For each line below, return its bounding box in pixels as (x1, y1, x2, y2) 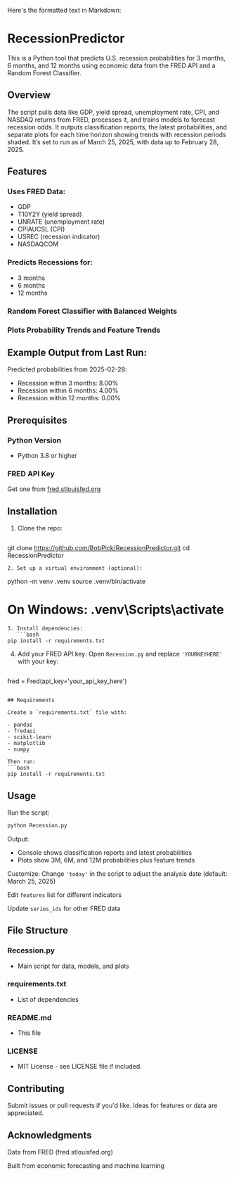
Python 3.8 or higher (17, 452, 77, 460)
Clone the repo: (17, 524, 63, 533)
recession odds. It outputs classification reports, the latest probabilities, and (7, 122, 227, 131)
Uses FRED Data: (7, 186, 66, 196)
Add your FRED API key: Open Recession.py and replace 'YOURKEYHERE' (17, 650, 223, 659)
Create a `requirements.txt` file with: (7, 709, 128, 716)
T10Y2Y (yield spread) (17, 210, 82, 219)
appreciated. (7, 1109, 44, 1117)
